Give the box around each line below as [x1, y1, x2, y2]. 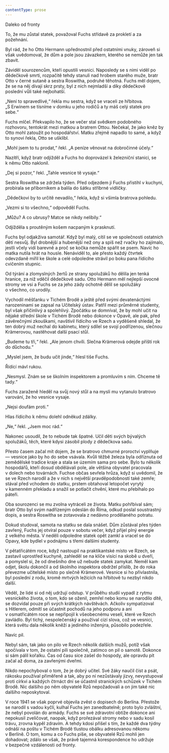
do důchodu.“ [5, 344, 34, 350]
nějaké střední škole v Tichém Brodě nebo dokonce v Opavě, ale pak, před [5, 312, 160, 319]
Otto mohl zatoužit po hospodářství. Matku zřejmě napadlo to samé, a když [5, 130, 161, 136]
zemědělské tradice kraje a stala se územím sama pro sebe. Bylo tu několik [5, 459, 161, 465]
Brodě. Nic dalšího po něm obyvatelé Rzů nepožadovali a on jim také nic [5, 684, 155, 690]
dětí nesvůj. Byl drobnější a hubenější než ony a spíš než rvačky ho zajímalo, [5, 239, 164, 245]
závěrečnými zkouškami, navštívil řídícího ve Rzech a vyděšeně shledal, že [5, 318, 160, 324]
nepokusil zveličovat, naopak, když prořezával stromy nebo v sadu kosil [5, 715, 155, 721]
